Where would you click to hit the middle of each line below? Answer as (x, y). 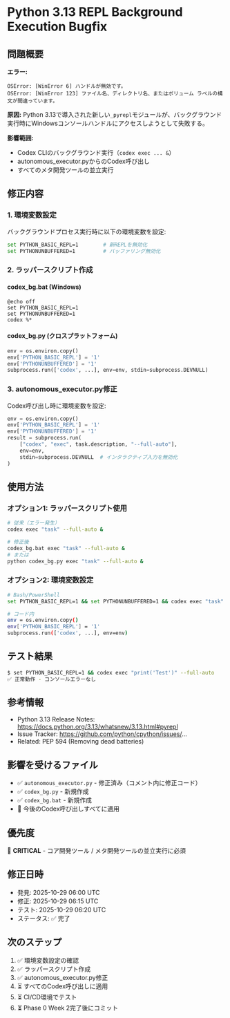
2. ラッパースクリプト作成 (50, 270)
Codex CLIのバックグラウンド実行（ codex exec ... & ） (96, 152)
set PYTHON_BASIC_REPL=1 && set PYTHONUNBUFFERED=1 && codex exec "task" (116, 601)
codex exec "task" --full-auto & (55, 529)
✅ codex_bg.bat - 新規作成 (54, 800)
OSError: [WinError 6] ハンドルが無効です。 (67, 86)
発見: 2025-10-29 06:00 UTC (58, 892)
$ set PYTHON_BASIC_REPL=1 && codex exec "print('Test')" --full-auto (111, 672)
